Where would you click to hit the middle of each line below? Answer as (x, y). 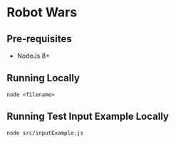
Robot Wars (42, 12)
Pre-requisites (39, 39)
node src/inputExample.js (45, 133)
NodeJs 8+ (33, 56)
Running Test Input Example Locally (88, 117)
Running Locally (43, 78)
